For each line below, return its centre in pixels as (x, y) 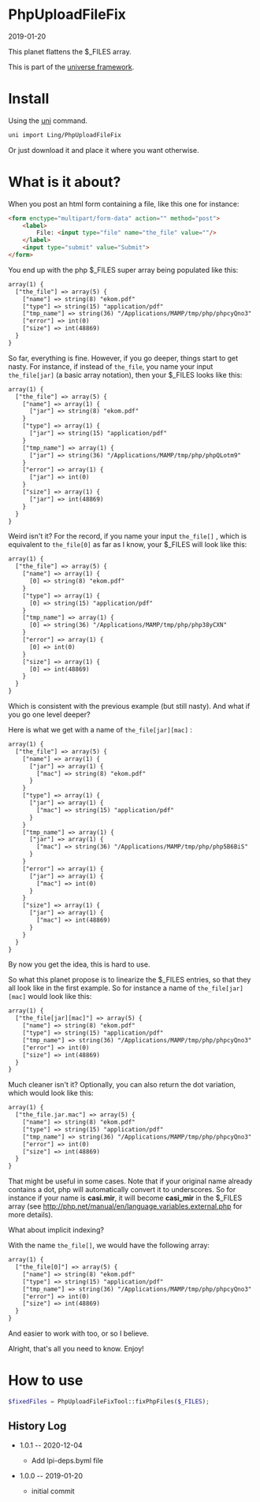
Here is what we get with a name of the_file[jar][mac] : (100, 730)
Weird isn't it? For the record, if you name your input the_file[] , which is (127, 536)
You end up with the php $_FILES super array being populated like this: (123, 270)
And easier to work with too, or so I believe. (79, 1333)
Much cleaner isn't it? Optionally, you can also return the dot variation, (122, 1085)
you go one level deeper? (49, 714)
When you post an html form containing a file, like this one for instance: (124, 203)
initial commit (53, 1491)
